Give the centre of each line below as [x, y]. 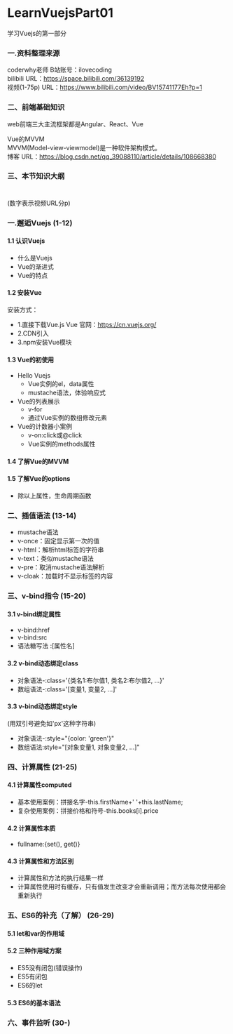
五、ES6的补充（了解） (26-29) [61, 915]
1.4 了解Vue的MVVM [38, 461]
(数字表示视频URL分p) [39, 203]
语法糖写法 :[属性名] [46, 646]
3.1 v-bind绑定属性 [34, 614]
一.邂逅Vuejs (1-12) [40, 223]
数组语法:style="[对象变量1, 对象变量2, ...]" [78, 747]
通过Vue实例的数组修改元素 [67, 418]
